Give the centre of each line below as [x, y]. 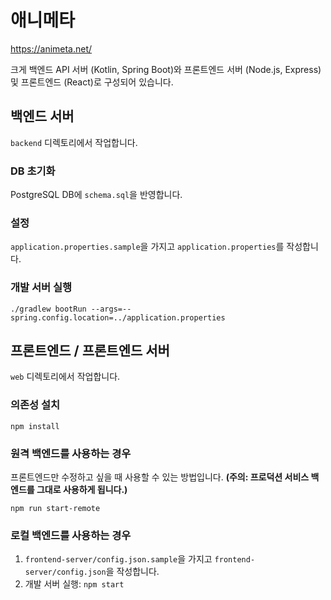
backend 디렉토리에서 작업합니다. [74, 142]
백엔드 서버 [42, 116]
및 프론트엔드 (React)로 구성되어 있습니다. [92, 82]
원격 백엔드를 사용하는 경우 [71, 453]
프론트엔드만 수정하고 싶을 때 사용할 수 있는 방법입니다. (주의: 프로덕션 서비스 [160, 477]
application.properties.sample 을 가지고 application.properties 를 [147, 247]
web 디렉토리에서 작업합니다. [65, 377]
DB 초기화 [33, 171]
